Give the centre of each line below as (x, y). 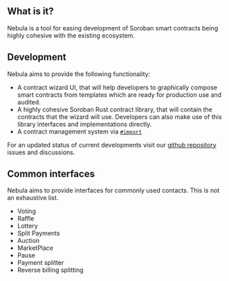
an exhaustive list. (33, 198)
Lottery (27, 226)
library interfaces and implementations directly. (84, 124)
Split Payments (38, 233)
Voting (26, 211)
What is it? (30, 11)
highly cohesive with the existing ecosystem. (71, 35)
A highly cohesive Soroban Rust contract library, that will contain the (114, 109)
